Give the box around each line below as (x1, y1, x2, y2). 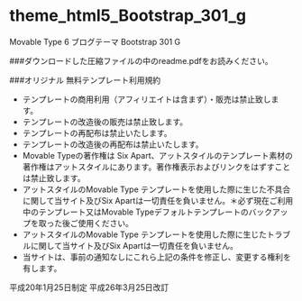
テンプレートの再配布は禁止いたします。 (22, 127, 172, 138)
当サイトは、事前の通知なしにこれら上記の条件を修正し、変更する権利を (22, 251, 291, 262)
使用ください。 (78, 217, 133, 228)
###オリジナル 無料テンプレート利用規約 (9, 74, 161, 86)
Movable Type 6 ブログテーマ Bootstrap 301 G (9, 36, 181, 47)
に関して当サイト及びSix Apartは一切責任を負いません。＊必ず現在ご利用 (22, 195, 294, 205)
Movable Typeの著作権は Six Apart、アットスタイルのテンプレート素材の (22, 150, 293, 160)
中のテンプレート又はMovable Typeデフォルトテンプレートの (22, 206, 250, 217)
